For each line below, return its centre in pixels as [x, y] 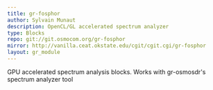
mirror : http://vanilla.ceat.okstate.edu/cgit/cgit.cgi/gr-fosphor [107, 46]
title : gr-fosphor [34, 13]
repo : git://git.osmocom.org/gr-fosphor [67, 39]
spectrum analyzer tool [40, 79]
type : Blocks [26, 33]
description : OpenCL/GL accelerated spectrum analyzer [88, 26]
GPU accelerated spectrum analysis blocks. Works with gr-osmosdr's [106, 72]
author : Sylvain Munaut [42, 20]
